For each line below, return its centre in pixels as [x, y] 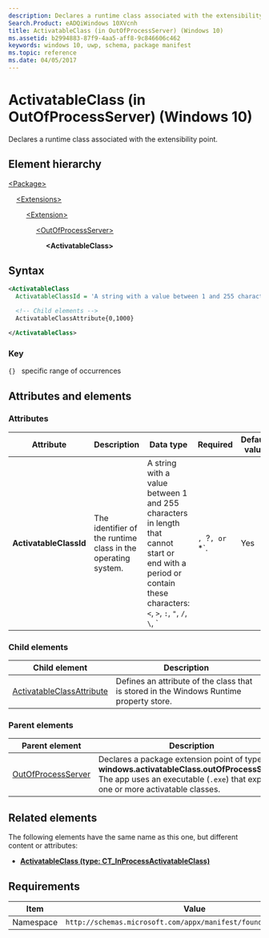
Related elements [53, 818]
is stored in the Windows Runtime [179, 691]
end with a [167, 563]
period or [164, 573]
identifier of [116, 527]
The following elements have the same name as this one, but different [123, 837]
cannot [160, 543]
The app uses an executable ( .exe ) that [172, 780]
